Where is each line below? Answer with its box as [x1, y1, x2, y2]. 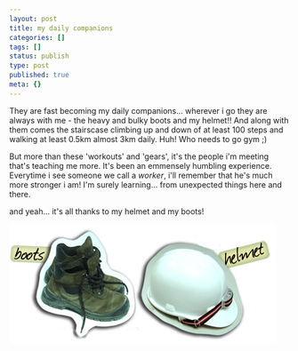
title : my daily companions [9, 23, 114, 33]
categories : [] [9, 33, 66, 42]
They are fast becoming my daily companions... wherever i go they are [9, 105, 268, 116]
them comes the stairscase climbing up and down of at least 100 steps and [9, 124, 284, 135]
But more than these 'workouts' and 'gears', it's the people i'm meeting [9, 151, 270, 162]
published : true [9, 71, 69, 80]
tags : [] [9, 43, 42, 52]
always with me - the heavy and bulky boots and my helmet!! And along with [9, 115, 289, 125]
